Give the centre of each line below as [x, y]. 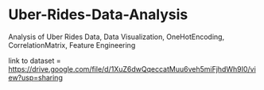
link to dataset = [35, 61]
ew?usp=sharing [36, 77]
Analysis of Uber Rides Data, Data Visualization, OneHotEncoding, [116, 37]
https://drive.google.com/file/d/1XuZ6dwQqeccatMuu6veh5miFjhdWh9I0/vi [132, 68]
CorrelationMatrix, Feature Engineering [72, 45]
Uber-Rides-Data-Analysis [98, 15]
